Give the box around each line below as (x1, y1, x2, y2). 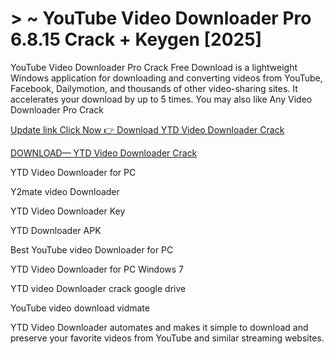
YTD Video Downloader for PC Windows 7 (10, 263, 185, 275)
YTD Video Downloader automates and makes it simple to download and (10, 321, 309, 333)
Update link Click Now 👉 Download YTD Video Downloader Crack (10, 123, 285, 136)
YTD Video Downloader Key (10, 205, 126, 217)
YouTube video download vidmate (10, 302, 150, 314)
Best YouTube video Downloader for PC (10, 243, 174, 256)
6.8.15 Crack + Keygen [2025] (10, 28, 263, 51)
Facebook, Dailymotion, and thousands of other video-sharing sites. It (10, 82, 298, 94)
